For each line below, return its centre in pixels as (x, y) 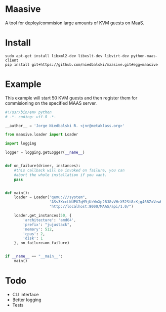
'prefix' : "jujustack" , (47, 224)
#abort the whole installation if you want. (61, 175)
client (12, 60)
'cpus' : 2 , (34, 234)
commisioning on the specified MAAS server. (51, 103)
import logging (21, 144)
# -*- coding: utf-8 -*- (31, 117)
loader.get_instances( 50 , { (43, 216)
